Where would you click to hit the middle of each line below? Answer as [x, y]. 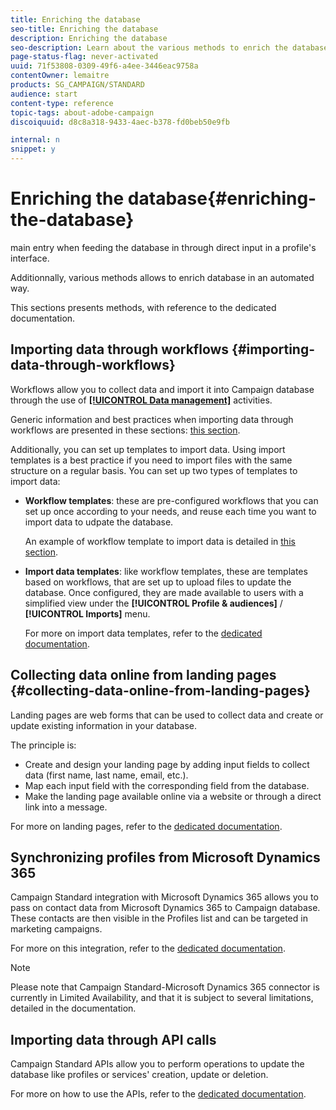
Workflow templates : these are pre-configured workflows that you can [171, 500]
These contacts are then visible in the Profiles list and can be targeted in [159, 918]
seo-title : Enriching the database [84, 29]
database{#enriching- [222, 198]
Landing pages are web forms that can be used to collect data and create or [167, 715]
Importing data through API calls [113, 1039]
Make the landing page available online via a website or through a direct [173, 796]
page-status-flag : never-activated [84, 57]
